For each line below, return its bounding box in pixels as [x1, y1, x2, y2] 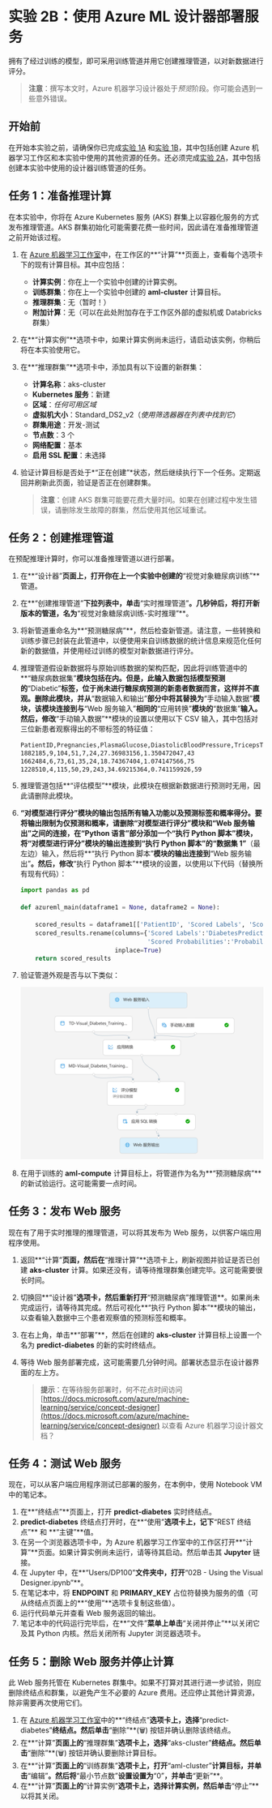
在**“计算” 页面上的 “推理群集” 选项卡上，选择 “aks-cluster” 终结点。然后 [19, 1738, 255, 1748]
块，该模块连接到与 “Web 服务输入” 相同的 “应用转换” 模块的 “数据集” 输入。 [19, 704, 262, 713]
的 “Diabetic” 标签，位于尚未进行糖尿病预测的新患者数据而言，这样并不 [19, 683, 253, 693]
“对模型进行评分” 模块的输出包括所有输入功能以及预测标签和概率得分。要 [19, 808, 262, 818]
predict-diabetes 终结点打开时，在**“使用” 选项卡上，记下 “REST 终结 [19, 1517, 252, 1527]
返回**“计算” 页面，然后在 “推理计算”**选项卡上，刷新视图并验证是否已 [19, 1254, 253, 1265]
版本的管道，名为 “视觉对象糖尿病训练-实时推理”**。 [19, 609, 193, 619]
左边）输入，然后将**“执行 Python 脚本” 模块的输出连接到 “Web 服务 [19, 849, 245, 859]
